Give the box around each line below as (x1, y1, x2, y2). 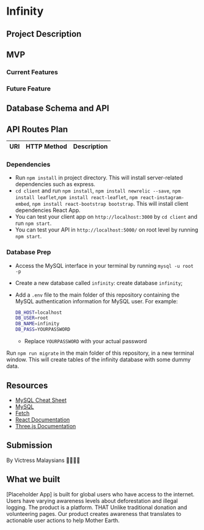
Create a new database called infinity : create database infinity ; (15, 279, 183, 286)
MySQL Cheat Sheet (15, 396, 67, 404)
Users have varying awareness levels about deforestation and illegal (6, 497, 178, 504)
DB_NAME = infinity (15, 320, 60, 327)
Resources (6, 380, 48, 390)
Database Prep (6, 248, 51, 257)
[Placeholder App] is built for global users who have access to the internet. (6, 490, 195, 498)
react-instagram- (140, 195, 184, 201)
